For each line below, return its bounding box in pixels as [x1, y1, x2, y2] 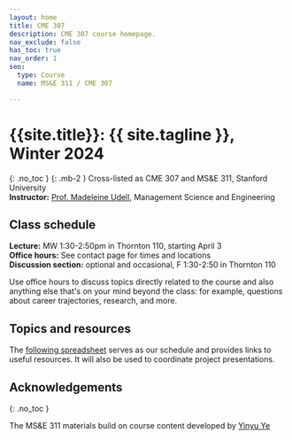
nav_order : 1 [9, 54, 58, 63]
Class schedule [9, 217, 96, 232]
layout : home [9, 12, 58, 22]
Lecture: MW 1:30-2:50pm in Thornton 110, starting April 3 [9, 241, 222, 251]
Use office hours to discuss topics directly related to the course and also [9, 276, 274, 288]
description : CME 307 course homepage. [9, 29, 157, 38]
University [9, 182, 47, 193]
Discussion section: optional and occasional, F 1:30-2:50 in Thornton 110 [9, 259, 276, 270]
